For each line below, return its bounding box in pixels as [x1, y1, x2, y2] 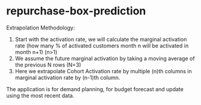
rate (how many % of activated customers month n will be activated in [14, 42, 189, 49]
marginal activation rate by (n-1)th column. [14, 74, 120, 81]
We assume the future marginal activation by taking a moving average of [14, 55, 195, 62]
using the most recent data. [6, 92, 75, 99]
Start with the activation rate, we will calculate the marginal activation [14, 35, 187, 43]
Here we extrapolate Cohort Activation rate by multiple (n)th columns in [14, 67, 193, 74]
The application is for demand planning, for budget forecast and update [6, 85, 184, 92]
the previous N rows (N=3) [14, 61, 81, 68]
